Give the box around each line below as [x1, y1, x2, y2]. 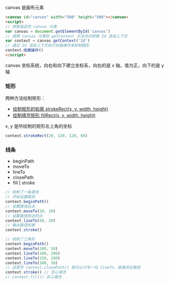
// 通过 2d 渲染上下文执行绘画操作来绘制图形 [5, 43, 90, 48]
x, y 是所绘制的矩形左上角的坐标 [5, 123, 72, 129]
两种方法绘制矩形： [5, 95, 46, 101]
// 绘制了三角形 [5, 237, 35, 242]
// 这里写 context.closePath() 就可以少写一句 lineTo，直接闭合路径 [5, 265, 141, 270]
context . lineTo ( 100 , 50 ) [5, 260, 58, 266]
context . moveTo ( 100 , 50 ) [5, 246, 58, 251]
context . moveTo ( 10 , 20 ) [5, 208, 56, 214]
